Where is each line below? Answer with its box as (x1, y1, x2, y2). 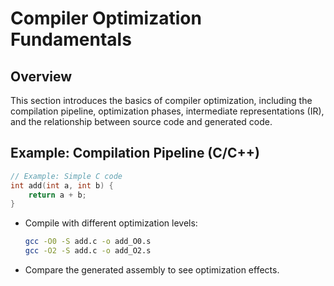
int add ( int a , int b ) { (10, 180, 114, 191)
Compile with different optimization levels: (24, 217, 198, 229)
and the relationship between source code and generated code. (10, 116, 273, 127)
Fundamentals (10, 28, 132, 51)
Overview (10, 68, 73, 85)
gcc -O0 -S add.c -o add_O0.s (24, 237, 152, 247)
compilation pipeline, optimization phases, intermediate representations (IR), (10, 105, 325, 117)
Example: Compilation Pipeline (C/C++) (10, 145, 260, 162)
